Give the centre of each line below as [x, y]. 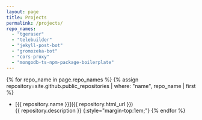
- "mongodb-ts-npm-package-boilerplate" [63, 62]
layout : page [23, 12]
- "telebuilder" [32, 40]
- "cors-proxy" [31, 57]
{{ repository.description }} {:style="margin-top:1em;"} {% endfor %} [100, 110]
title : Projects [26, 17]
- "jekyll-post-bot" [37, 46]
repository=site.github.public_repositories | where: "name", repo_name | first [101, 86]
